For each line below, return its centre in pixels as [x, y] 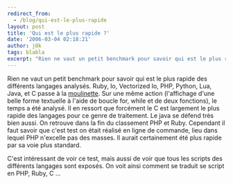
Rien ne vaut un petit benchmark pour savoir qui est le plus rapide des [107, 78]
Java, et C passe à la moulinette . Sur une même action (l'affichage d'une [111, 93]
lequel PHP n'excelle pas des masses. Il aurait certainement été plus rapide [114, 137]
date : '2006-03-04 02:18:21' [49, 40]
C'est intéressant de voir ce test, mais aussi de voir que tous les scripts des [115, 158]
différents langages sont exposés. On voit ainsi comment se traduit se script [116, 166]
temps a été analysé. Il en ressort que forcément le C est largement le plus [113, 108]
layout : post [26, 26]
